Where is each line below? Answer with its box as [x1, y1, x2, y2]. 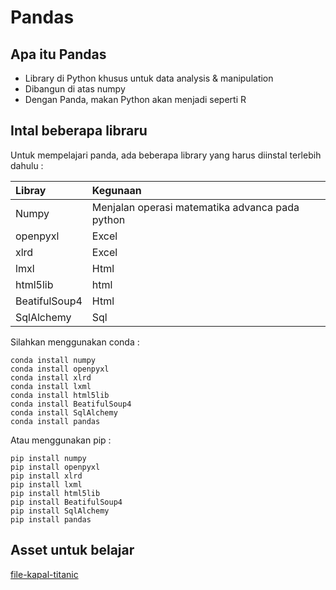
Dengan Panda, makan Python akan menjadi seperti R [24, 94, 247, 105]
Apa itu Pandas [10, 46, 107, 63]
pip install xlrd [10, 471, 83, 481]
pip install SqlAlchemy [10, 506, 110, 516]
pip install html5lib [10, 488, 101, 498]
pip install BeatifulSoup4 [10, 497, 123, 507]
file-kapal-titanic [10, 568, 79, 580]
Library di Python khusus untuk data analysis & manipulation [24, 72, 274, 84]
